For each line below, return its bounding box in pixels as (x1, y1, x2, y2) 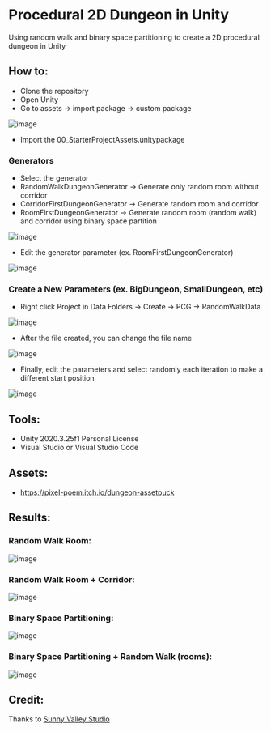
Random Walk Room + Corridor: (8, 573, 135, 585)
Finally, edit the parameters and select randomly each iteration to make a (19, 364, 264, 374)
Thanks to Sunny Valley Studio (8, 714, 111, 724)
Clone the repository (19, 86, 89, 96)
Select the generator (19, 173, 89, 183)
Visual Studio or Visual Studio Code (19, 443, 139, 453)
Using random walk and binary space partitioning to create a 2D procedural (8, 32, 260, 42)
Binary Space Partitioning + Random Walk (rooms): (8, 651, 213, 662)
